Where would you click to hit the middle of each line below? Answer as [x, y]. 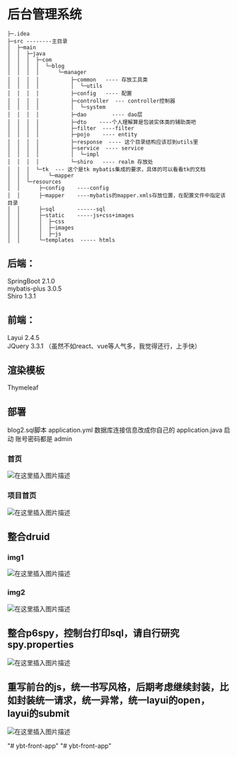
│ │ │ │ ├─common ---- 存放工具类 [78, 80]
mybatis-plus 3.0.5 [35, 288]
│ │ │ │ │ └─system [57, 107]
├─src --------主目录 [37, 41]
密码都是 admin [50, 439]
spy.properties [41, 645]
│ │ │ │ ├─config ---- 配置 [70, 93]
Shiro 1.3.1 [22, 296]
